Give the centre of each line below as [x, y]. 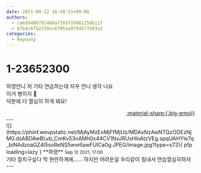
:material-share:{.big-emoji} [161, 113]
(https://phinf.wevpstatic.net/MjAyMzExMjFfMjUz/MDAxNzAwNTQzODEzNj [99, 132]
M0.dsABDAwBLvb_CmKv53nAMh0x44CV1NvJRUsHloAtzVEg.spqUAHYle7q [100, 138]
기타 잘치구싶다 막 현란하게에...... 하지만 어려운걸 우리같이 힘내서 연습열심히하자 [99, 159]
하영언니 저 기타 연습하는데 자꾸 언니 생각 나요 [60, 86]
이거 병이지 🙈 [22, 94]
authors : [17, 17]
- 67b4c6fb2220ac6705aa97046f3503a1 [57, 28]
